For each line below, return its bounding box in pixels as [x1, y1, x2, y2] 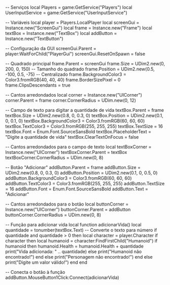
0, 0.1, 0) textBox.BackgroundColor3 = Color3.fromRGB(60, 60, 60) [5, 118, 145, 124]
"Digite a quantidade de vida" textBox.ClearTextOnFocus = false [5, 134, 139, 140]
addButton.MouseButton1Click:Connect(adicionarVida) [5, 274, 119, 280]
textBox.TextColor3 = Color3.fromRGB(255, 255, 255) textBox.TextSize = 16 [5, 124, 163, 129]
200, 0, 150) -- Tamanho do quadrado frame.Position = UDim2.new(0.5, [5, 66, 155, 72]
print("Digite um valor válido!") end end [5, 259, 87, 265]
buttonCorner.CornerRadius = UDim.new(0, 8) [5, 212, 101, 218]
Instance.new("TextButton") [5, 35, 63, 42]
